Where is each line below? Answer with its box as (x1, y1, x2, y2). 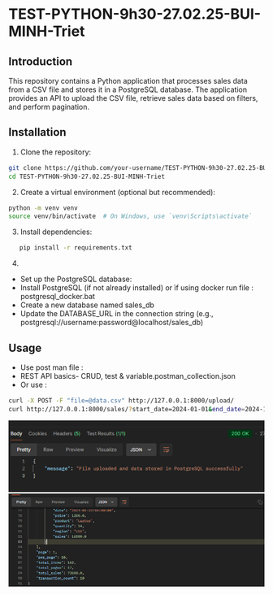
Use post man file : (19, 363, 84, 372)
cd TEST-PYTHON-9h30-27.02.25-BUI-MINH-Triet (8, 172, 165, 180)
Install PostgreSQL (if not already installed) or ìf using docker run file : (19, 283, 254, 293)
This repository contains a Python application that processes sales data (8, 76, 248, 85)
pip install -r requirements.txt (19, 244, 132, 252)
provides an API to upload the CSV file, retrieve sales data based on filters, (8, 93, 258, 102)
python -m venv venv (8, 204, 79, 212)
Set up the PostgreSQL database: (19, 274, 132, 284)
